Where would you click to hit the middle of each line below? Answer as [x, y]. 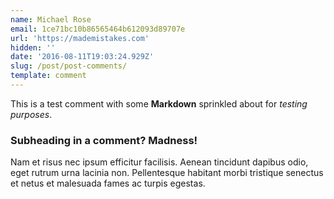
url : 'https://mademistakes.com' [80, 38]
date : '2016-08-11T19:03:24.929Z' [82, 57]
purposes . [31, 114]
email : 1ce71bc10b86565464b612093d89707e [98, 29]
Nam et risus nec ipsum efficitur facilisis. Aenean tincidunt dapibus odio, [159, 162]
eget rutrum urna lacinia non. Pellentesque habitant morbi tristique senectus [167, 173]
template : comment [48, 76]
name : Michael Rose [51, 19]
